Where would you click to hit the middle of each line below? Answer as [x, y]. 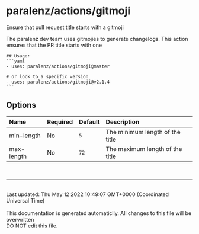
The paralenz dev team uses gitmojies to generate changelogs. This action [97, 39]
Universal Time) [25, 200]
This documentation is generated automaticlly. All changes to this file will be [99, 213]
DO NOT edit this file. [32, 226]
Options [21, 105]
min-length [25, 136]
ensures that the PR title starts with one [54, 45]
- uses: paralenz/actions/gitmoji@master [58, 66]
